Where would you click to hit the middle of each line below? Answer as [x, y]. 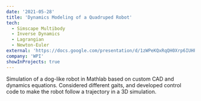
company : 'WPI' [25, 56]
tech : [13, 23]
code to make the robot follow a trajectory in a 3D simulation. [81, 91]
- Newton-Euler [31, 45]
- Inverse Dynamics [36, 34]
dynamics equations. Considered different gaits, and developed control [94, 85]
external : [19, 51]
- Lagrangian [28, 39]
